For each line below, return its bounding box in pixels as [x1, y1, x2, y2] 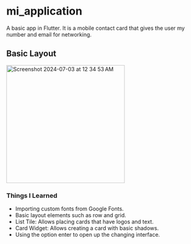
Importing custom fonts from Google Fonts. [15, 205, 124, 212]
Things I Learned [6, 191, 58, 200]
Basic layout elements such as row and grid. [15, 212, 126, 219]
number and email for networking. [6, 30, 92, 38]
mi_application [6, 4, 82, 18]
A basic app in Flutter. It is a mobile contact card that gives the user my [6, 24, 185, 32]
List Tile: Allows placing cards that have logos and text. [15, 218, 154, 226]
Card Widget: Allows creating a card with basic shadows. [15, 225, 159, 232]
